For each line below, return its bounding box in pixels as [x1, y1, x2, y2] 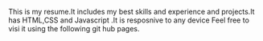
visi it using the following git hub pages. [8, 24, 140, 33]
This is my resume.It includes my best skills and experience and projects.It [8, 7, 255, 16]
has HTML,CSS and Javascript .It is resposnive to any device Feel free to [8, 15, 249, 25]
